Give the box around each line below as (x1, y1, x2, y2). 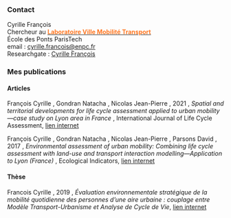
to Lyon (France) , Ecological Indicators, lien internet (7, 157, 155, 165)
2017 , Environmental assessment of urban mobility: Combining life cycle (7, 142, 214, 150)
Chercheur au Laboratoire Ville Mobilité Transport (7, 28, 151, 36)
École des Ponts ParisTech (7, 35, 82, 43)
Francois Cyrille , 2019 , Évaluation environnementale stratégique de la (7, 188, 208, 196)
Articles (7, 84, 31, 92)
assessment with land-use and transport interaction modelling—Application (7, 150, 222, 158)
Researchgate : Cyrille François (7, 50, 96, 58)
